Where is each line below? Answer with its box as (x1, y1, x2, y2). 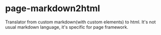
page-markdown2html (5, 3, 100, 14)
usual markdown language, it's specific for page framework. (5, 24, 128, 30)
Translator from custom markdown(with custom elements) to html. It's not (5, 19, 156, 25)
